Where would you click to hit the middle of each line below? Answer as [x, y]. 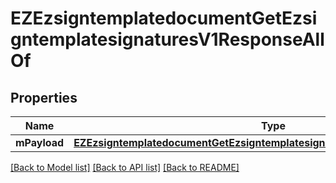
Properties [44, 97]
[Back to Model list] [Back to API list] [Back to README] [125, 167]
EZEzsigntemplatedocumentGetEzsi [164, 18]
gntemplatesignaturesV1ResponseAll [167, 39]
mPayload [40, 142]
